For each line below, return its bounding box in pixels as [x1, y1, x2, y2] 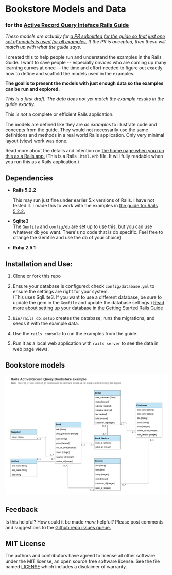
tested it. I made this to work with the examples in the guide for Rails [12, 203, 158, 209]
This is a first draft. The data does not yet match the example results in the [5, 96, 164, 102]
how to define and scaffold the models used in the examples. [5, 71, 135, 77]
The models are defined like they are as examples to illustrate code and [5, 121, 157, 128]
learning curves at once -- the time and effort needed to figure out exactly [5, 65, 163, 71]
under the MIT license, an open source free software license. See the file [5, 558, 160, 564]
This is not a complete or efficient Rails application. [5, 111, 114, 117]
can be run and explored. [5, 86, 60, 92]
